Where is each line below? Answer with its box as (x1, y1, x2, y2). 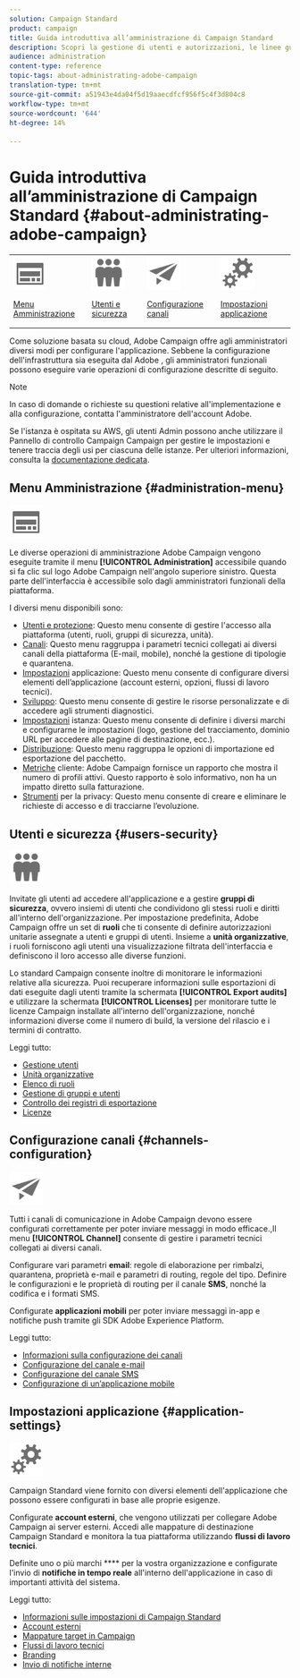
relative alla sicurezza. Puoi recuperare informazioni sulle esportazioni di (9, 976, 277, 988)
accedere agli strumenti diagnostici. (21, 705, 154, 716)
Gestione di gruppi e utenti (21, 1087, 121, 1098)
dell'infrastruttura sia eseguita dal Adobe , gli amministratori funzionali (9, 354, 268, 366)
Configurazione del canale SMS (21, 1368, 139, 1379)
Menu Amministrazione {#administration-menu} (9, 480, 284, 496)
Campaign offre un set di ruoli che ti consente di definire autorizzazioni (9, 922, 272, 933)
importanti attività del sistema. (9, 1576, 121, 1588)
